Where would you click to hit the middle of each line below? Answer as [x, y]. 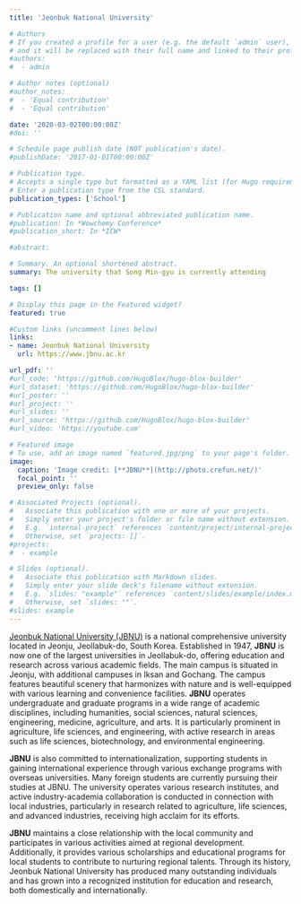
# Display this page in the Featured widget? [95, 304]
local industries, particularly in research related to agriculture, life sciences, [148, 806]
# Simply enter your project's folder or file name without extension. [150, 519]
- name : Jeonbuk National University [80, 346]
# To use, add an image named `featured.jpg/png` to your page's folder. [150, 453]
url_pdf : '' [31, 370]
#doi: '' [26, 133]
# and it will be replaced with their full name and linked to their [142, 50]
